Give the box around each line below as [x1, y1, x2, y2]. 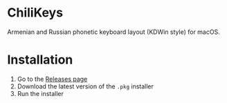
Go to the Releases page [17, 75, 88, 83]
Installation [7, 52, 73, 68]
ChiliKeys [7, 5, 64, 21]
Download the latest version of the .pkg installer [17, 82, 154, 91]
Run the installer [17, 89, 64, 97]
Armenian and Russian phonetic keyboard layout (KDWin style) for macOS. [7, 28, 220, 36]
